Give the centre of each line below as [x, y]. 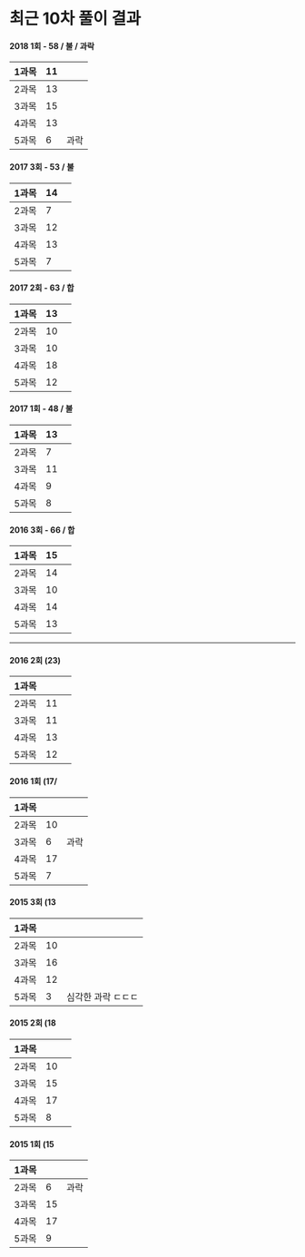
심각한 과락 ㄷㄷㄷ [103, 997]
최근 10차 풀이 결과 [75, 19]
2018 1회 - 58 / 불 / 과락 [52, 45]
